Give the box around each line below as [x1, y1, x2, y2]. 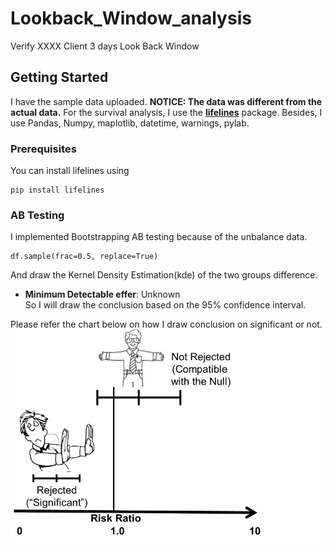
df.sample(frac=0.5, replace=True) [10, 252, 159, 262]
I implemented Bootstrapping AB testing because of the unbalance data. [10, 231, 308, 243]
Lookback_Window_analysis [10, 7, 252, 30]
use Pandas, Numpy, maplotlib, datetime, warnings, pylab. [10, 117, 250, 129]
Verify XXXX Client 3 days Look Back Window [10, 40, 200, 52]
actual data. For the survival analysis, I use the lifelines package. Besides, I [10, 106, 323, 118]
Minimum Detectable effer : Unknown [24, 288, 181, 301]
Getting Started [10, 69, 109, 86]
